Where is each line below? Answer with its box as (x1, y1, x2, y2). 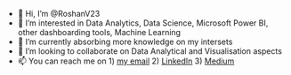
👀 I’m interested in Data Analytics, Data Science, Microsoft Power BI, (17, 18, 269, 28)
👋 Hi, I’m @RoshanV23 (17, 9, 101, 19)
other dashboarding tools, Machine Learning (17, 27, 181, 37)
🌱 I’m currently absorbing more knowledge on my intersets (17, 36, 233, 47)
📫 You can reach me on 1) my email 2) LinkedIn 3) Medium (17, 56, 235, 66)
